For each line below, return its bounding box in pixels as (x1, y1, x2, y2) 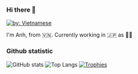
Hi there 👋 (6, 6, 37, 14)
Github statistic (6, 47, 53, 56)
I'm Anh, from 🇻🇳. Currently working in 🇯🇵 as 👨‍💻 (6, 31, 133, 39)
